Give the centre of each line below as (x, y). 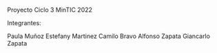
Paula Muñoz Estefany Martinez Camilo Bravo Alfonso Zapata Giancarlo (108, 36)
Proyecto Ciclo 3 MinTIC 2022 (50, 10)
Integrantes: (24, 23)
